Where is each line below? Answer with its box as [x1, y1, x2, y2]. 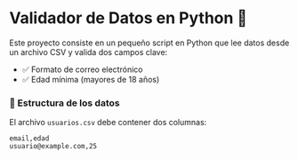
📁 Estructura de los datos [9, 97, 120, 109]
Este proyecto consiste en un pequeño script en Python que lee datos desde [9, 37, 290, 48]
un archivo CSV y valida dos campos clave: [9, 46, 168, 57]
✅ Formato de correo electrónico [21, 64, 143, 75]
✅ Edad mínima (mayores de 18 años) [21, 74, 160, 84]
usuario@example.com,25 [9, 142, 98, 151]
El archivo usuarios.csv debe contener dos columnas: [9, 117, 207, 128]
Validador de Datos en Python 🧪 [9, 8, 247, 28]
